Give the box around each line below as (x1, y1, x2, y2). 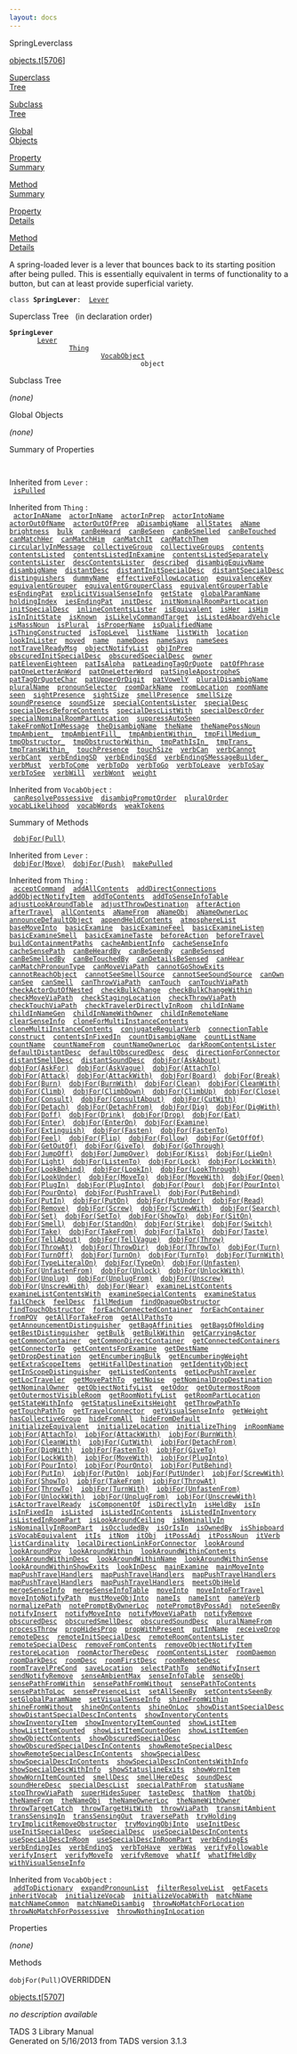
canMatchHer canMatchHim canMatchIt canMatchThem (9, 534, 209, 543)
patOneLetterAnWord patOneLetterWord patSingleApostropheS (9, 667, 241, 676)
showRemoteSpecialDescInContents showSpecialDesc (9, 1749, 201, 1758)
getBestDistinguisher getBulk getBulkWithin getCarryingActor (9, 1328, 256, 1337)
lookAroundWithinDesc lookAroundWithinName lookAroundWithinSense (9, 1554, 269, 1563)
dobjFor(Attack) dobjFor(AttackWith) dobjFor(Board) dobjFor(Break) (9, 1071, 280, 1080)
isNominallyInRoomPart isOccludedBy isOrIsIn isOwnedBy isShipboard (9, 1523, 285, 1532)
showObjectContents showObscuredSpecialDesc (9, 1733, 181, 1742)
